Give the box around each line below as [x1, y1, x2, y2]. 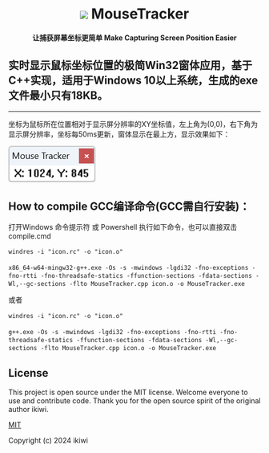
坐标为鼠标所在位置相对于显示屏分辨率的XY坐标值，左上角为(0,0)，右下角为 [8, 119, 259, 129]
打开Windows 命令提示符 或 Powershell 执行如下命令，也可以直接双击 [8, 222, 238, 232]
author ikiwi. [8, 405, 49, 414]
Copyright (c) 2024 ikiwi [8, 435, 88, 446]
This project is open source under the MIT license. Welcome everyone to [8, 387, 248, 398]
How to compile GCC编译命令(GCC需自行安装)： [8, 199, 251, 213]
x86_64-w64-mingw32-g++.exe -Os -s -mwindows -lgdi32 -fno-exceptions [8, 264, 249, 272]
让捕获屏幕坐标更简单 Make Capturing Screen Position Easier [31, 33, 238, 43]
